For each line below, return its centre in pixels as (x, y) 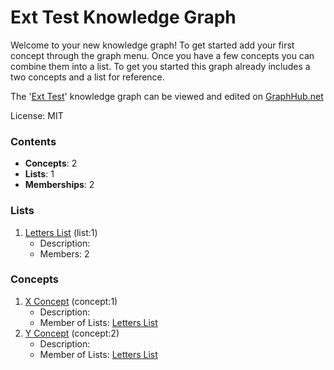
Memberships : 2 (59, 185)
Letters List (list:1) (61, 232)
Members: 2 (64, 253)
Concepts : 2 (51, 163)
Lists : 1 (39, 174)
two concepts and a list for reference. (87, 77)
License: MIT (37, 115)
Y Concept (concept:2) (72, 333)
